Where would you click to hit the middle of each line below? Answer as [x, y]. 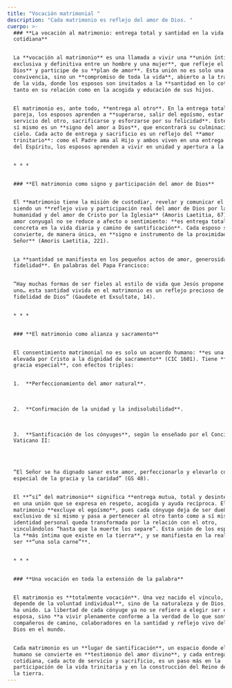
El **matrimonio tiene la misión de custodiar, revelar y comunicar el [119, 202]
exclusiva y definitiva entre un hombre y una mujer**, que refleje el [119, 64]
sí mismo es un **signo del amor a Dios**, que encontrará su [105, 128]
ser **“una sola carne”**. [52, 542]
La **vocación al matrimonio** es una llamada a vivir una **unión [113, 58]
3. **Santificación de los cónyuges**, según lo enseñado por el [111, 434]
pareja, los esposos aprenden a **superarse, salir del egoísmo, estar [119, 115]
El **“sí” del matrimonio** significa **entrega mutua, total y [108, 497]
